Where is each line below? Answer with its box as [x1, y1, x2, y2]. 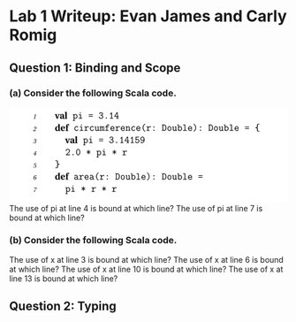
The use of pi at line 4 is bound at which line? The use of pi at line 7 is [9, 203, 263, 213]
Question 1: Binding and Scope [9, 60, 181, 75]
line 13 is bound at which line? [9, 272, 118, 284]
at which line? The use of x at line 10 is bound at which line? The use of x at [9, 264, 284, 274]
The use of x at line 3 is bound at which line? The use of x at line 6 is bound [9, 254, 285, 264]
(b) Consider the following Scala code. [9, 234, 178, 247]
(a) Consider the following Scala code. [9, 87, 177, 99]
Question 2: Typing [9, 299, 117, 314]
